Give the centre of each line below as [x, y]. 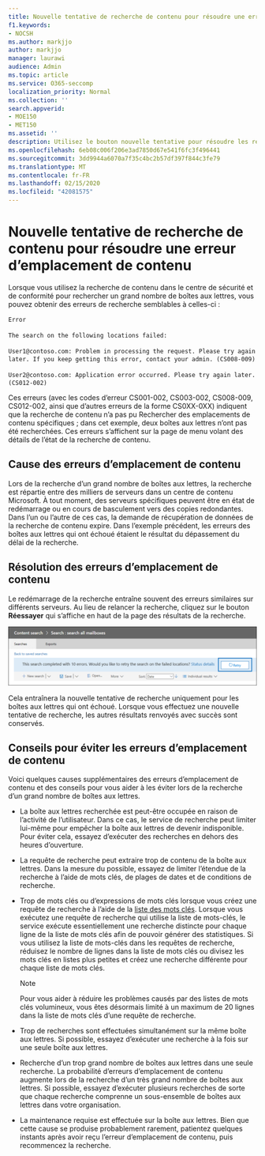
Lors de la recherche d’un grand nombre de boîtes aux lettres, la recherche [130, 483]
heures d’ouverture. [52, 845]
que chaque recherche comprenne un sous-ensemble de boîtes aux [130, 1097]
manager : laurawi [37, 59]
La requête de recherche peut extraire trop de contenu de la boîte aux [133, 860]
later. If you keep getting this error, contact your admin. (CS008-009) [132, 359]
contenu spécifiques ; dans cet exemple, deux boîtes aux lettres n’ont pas [128, 422]
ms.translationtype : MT [47, 167]
